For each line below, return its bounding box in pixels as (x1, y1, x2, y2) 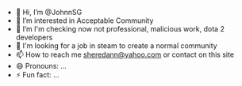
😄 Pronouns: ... (15, 62, 67, 70)
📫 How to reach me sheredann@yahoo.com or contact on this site (15, 50, 235, 59)
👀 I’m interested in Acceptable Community (15, 16, 154, 25)
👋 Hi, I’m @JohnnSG (15, 8, 83, 17)
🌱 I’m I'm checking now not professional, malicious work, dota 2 (15, 24, 225, 33)
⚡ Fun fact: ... (15, 70, 60, 79)
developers (15, 32, 53, 42)
